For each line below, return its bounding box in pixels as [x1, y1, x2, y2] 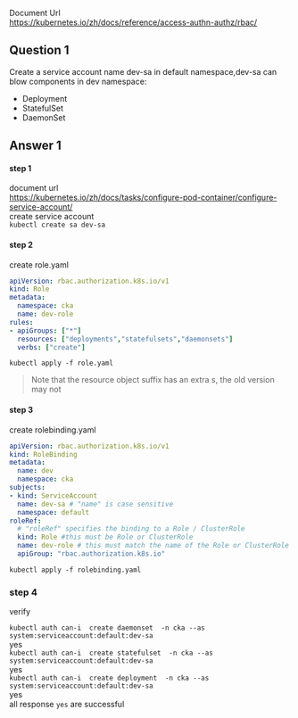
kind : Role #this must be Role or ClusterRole [17, 532, 194, 542]
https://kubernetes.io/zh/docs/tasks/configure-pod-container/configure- [9, 192, 277, 203]
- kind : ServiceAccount [9, 491, 98, 500]
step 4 [9, 586, 37, 598]
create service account [9, 211, 95, 222]
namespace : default [17, 508, 90, 516]
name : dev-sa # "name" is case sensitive [17, 499, 174, 508]
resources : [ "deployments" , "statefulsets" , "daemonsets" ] [17, 334, 234, 343]
